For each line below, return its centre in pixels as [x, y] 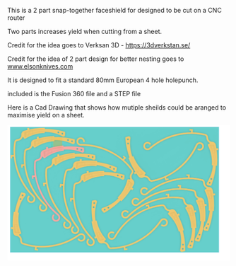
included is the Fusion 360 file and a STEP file [74, 94]
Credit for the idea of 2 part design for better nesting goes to [96, 59]
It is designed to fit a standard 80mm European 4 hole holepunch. [103, 80]
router [16, 18]
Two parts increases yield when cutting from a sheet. [85, 31]
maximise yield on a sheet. [46, 115]
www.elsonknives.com [40, 66]
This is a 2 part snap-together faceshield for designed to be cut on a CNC [115, 10]
